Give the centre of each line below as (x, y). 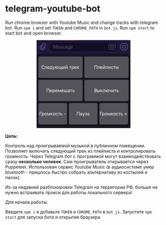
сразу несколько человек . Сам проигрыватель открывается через (77, 162)
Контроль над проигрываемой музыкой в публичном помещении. (75, 146)
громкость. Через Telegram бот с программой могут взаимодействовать (83, 156)
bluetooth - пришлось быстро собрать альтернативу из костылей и (76, 172)
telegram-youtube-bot (53, 9)
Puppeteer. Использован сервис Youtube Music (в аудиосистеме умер (80, 167)
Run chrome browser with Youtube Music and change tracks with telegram (82, 22)
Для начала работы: (27, 202)
